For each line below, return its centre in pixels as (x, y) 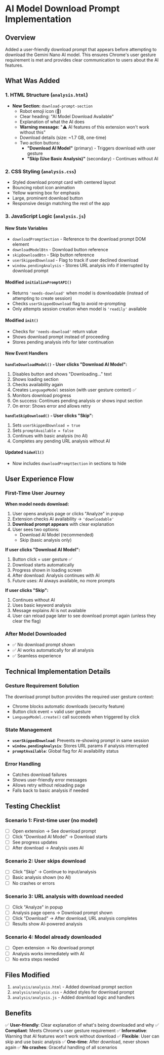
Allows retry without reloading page (49, 785)
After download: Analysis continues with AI (56, 575)
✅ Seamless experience (37, 655)
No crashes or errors (34, 883)
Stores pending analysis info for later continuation (63, 342)
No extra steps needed (36, 959)
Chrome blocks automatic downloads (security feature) (68, 706)
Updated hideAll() (25, 452)
